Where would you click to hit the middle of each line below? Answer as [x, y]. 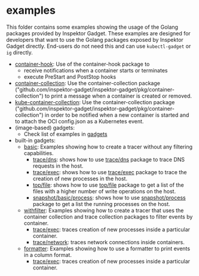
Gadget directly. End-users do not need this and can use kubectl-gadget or [99, 46]
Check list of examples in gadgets [65, 134]
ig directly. [19, 52]
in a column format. [48, 254]
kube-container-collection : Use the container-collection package [95, 102]
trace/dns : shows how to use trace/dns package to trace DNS [109, 159]
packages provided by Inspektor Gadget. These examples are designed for [99, 33]
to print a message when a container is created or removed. [118, 96]
